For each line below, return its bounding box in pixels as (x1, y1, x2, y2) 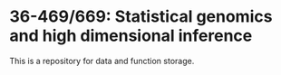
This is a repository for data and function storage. (9, 55, 195, 66)
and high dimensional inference (9, 25, 253, 46)
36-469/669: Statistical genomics (9, 6, 273, 27)
